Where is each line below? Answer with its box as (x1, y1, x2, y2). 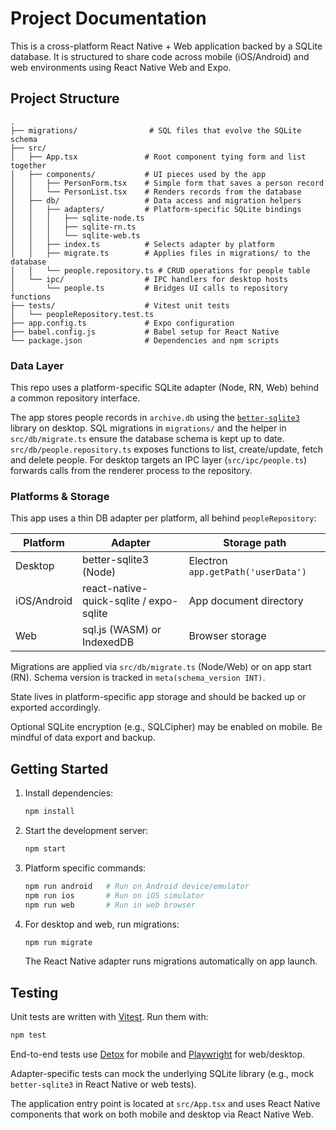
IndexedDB (82, 635, 135, 649)
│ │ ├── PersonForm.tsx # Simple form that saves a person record (10, 178, 325, 188)
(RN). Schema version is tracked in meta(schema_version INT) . (10, 672, 266, 684)
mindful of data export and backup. (10, 732, 156, 744)
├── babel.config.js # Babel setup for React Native (10, 327, 280, 337)
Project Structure (10, 90, 120, 107)
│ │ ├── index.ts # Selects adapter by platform (10, 239, 275, 249)
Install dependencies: (24, 787, 114, 799)
